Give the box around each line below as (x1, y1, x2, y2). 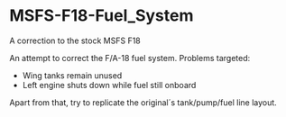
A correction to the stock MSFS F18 (9, 35, 142, 46)
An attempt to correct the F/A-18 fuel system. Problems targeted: (9, 52, 251, 63)
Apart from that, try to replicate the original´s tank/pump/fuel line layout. (9, 96, 277, 108)
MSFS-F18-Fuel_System (9, 5, 194, 26)
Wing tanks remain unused (22, 69, 123, 81)
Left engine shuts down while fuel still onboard (22, 79, 197, 90)
